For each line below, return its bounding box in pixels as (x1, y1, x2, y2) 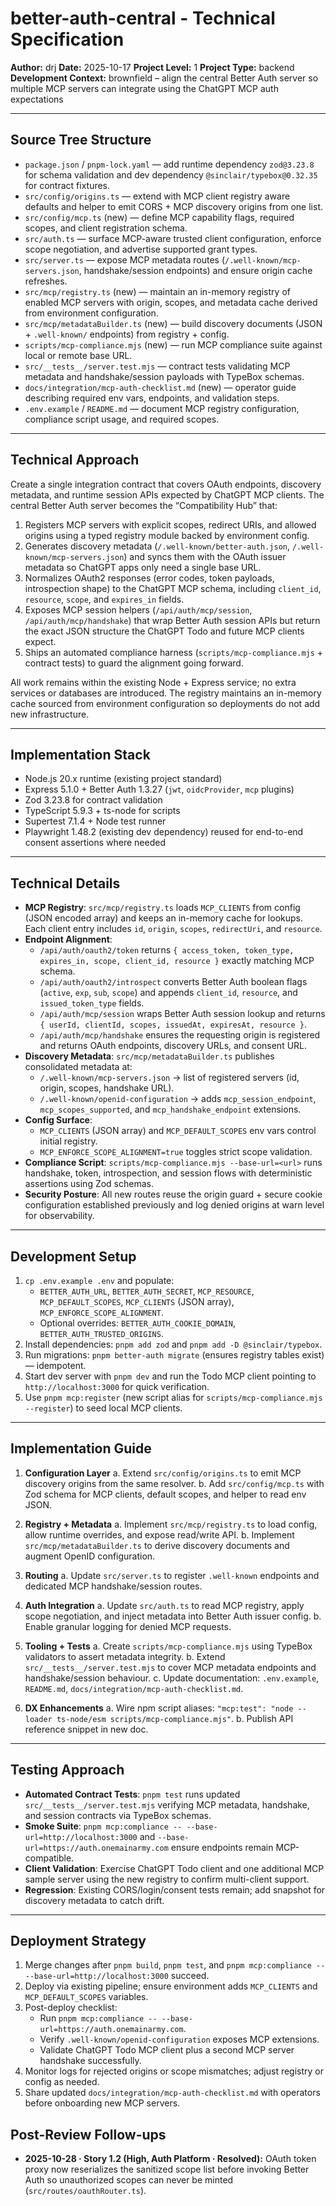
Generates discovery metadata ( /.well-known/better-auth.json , (24, 540, 291, 552)
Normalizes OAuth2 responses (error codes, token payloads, (24, 572, 275, 584)
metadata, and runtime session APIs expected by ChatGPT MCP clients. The (10, 488, 325, 501)
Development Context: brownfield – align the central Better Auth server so (10, 72, 319, 84)
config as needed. (24, 2076, 100, 2088)
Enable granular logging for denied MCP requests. (24, 1620, 232, 1632)
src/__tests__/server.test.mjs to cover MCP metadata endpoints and (24, 1661, 317, 1673)
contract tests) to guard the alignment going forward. (24, 657, 244, 669)
